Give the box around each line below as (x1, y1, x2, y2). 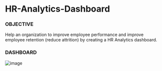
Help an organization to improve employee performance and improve (5, 32, 144, 37)
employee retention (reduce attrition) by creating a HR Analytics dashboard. (5, 37, 158, 43)
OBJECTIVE (5, 21, 34, 28)
